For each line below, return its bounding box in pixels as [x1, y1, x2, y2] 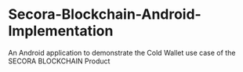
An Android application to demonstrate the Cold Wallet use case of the [8, 48, 236, 57]
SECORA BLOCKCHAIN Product [8, 56, 111, 66]
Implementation [8, 22, 114, 40]
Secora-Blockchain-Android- [8, 5, 201, 23]
